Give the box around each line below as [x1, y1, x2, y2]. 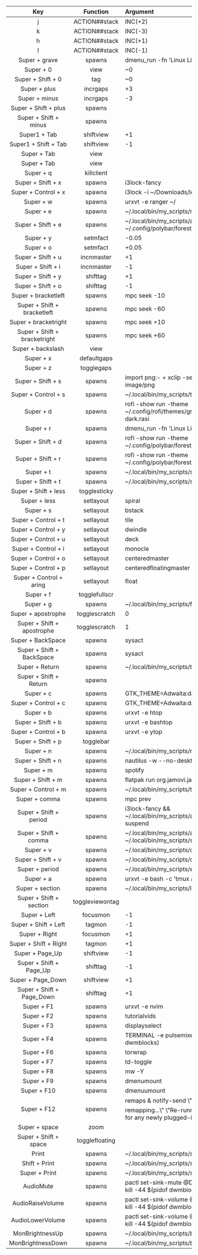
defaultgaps [79, 354, 113, 362]
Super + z [24, 364, 52, 371]
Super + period [17, 865, 60, 873]
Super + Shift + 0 [14, 75, 62, 83]
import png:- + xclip [124, 373, 181, 382]
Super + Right [19, 930, 58, 938]
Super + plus [20, 85, 56, 93]
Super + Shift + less [11, 487, 66, 495]
